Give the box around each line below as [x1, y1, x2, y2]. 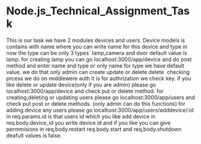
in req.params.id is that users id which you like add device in [6, 112, 156, 120]
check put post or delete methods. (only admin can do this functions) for [6, 100, 186, 107]
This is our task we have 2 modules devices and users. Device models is [6, 36, 185, 44]
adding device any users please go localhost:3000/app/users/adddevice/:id [6, 106, 194, 114]
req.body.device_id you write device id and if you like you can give [6, 119, 171, 126]
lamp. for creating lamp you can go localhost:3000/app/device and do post [6, 56, 192, 63]
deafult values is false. [6, 131, 62, 139]
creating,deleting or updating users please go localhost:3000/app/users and [6, 94, 195, 101]
